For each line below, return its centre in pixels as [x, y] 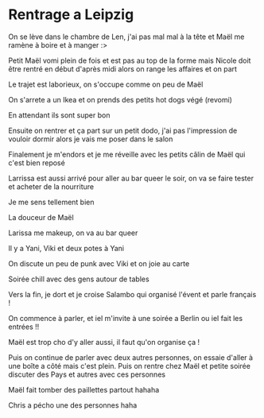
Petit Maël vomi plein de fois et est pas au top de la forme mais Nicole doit [130, 60]
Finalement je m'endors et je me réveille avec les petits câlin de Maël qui [127, 154]
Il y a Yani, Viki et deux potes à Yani [66, 248]
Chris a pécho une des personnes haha [73, 405]
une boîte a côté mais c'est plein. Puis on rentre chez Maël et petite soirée [129, 366]
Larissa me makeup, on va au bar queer [73, 233]
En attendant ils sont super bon [59, 115]
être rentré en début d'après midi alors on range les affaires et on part [122, 68]
